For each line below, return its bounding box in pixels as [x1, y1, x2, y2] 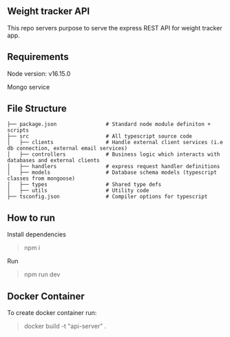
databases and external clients [7, 157, 100, 164]
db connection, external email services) [7, 145, 128, 152]
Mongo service [7, 83, 50, 91]
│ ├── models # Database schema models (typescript [7, 169, 217, 176]
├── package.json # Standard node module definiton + [7, 121, 211, 128]
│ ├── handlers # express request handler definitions [7, 163, 220, 170]
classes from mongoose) [7, 175, 76, 182]
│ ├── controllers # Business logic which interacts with [7, 151, 220, 158]
